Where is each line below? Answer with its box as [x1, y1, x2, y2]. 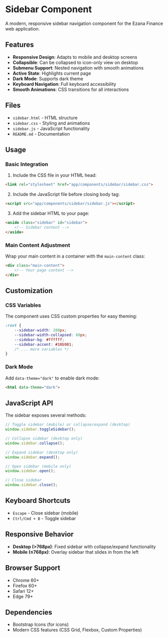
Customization [5, 286, 53, 295]
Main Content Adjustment [5, 241, 70, 248]
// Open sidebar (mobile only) [5, 464, 72, 469]
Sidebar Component [5, 4, 92, 15]
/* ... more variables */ [14, 346, 70, 352]
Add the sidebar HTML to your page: [12, 210, 90, 216]
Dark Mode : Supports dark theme [12, 75, 84, 82]
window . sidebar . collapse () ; [5, 440, 65, 445]
